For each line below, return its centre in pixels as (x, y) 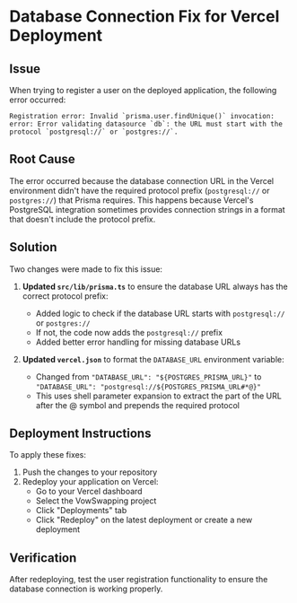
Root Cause (43, 159)
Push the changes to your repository (90, 472)
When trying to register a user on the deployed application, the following (143, 90)
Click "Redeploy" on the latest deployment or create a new (144, 520)
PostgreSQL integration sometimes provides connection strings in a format (147, 209)
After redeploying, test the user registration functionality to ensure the (139, 580)
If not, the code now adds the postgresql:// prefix (129, 332)
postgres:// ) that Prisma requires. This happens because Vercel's (131, 200)
